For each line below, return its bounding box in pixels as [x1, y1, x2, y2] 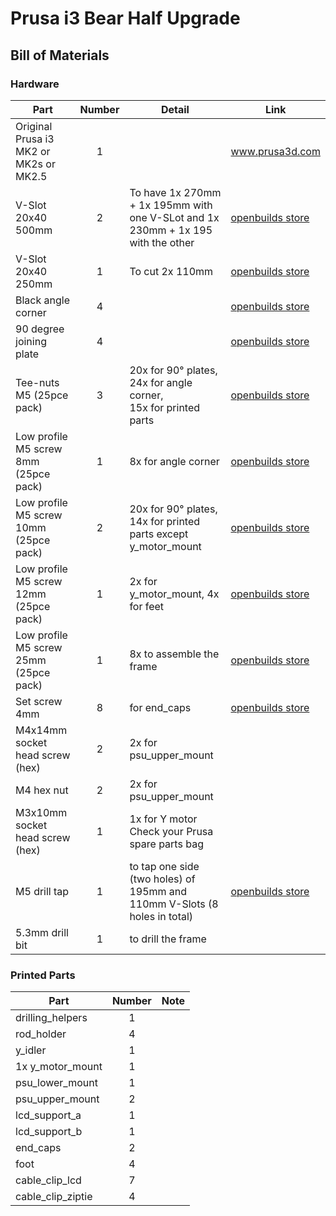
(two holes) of [129, 872, 196, 886]
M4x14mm [15, 723, 68, 737]
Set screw [15, 694, 63, 708]
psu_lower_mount [15, 1076, 98, 1090]
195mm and [129, 884, 188, 898]
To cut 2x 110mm [129, 264, 214, 278]
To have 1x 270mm [129, 185, 222, 199]
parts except [129, 527, 189, 541]
